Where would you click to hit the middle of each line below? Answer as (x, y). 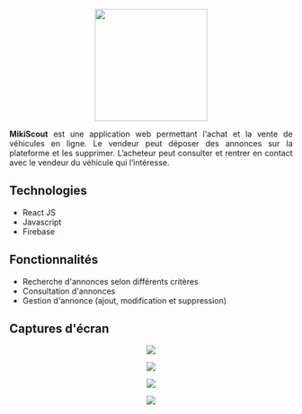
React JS (39, 212)
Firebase (39, 231)
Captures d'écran (59, 329)
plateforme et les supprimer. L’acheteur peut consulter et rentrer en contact (151, 153)
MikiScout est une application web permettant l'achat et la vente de (151, 134)
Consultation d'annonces (69, 291)
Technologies (49, 191)
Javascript (42, 222)
